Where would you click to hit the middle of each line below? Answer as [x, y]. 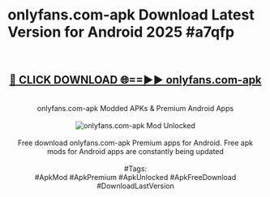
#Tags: [135, 169]
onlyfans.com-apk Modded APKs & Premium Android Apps [135, 108]
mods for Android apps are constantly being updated [135, 151]
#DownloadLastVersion [135, 186]
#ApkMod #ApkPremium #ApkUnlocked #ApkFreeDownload [135, 177]
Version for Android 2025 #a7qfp [121, 32]
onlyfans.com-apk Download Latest [131, 15]
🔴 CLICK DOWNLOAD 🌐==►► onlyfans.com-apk [135, 80]
